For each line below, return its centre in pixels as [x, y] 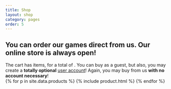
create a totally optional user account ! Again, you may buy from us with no [85, 70]
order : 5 [15, 24]
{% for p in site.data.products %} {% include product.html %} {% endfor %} [85, 81]
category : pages [23, 19]
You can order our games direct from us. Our [78, 44]
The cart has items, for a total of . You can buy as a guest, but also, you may [86, 65]
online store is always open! [51, 53]
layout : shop [19, 15]
